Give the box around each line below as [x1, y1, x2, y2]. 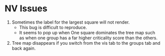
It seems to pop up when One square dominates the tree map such [19, 29, 155, 35]
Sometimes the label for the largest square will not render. [11, 19, 130, 25]
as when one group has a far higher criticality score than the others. [19, 35, 158, 41]
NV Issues [4, 3, 47, 14]
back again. [11, 45, 36, 51]
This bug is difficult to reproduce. [19, 24, 87, 30]
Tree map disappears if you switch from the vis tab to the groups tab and [11, 40, 161, 46]
